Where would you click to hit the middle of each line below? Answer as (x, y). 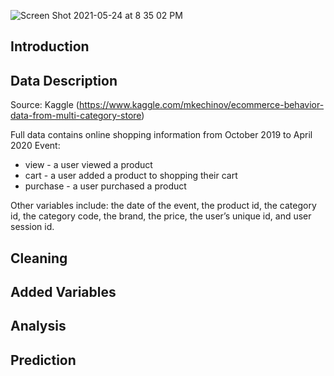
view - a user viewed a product (88, 165)
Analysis (38, 326)
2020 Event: (35, 146)
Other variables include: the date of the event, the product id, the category (163, 206)
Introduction (50, 46)
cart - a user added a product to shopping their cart (131, 176)
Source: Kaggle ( (45, 105)
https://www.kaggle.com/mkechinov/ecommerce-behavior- (201, 105)
